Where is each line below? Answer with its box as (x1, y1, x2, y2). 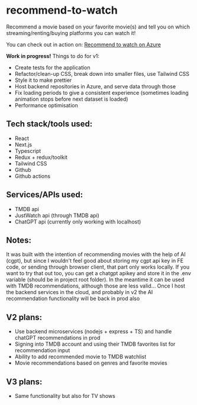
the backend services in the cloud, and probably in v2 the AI (6, 289, 153, 296)
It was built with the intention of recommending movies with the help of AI (6, 251, 186, 258)
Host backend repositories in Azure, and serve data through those (14, 82, 176, 90)
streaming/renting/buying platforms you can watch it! (6, 29, 136, 36)
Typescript (14, 147, 41, 154)
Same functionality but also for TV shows (14, 393, 115, 399)
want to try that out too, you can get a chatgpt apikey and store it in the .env (6, 270, 191, 277)
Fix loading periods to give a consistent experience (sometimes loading (14, 89, 189, 96)
